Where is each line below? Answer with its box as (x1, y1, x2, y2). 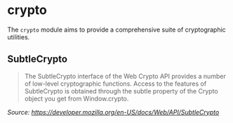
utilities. (7, 32, 30, 41)
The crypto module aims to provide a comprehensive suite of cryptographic (7, 25, 226, 34)
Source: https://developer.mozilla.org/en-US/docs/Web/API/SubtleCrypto (7, 108, 220, 116)
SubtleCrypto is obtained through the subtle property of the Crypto (24, 86, 219, 95)
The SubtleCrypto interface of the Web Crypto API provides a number (24, 72, 226, 80)
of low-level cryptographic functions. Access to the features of (24, 79, 207, 88)
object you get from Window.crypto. (24, 94, 129, 103)
